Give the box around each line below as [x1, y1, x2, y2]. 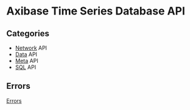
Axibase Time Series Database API [6, 4, 186, 18]
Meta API [15, 57, 38, 64]
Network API [15, 44, 47, 51]
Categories [6, 28, 50, 39]
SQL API [15, 63, 37, 71]
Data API [15, 51, 38, 58]
